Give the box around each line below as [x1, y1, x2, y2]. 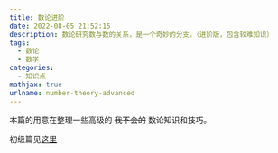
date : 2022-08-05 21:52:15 [9, 22, 111, 31]
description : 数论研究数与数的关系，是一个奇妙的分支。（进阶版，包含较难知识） [9, 30, 273, 39]
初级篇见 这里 [9, 133, 57, 144]
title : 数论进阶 [9, 13, 65, 22]
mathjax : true [9, 80, 63, 89]
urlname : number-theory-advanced [9, 88, 135, 97]
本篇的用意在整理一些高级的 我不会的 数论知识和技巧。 [9, 114, 212, 125]
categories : [9, 64, 54, 73]
